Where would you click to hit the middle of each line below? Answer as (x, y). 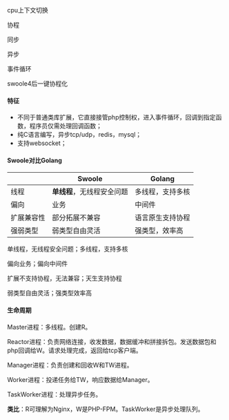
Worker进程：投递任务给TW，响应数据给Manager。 (80, 379)
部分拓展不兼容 (77, 218)
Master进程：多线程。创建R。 (49, 327)
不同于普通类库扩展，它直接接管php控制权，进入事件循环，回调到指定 (116, 117)
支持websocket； (42, 143)
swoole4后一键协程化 (37, 84)
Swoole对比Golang (34, 160)
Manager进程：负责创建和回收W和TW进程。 (70, 365)
